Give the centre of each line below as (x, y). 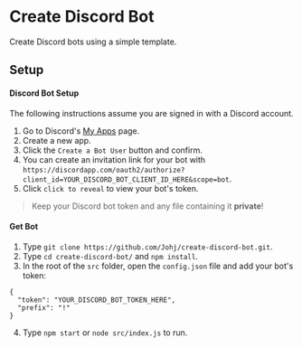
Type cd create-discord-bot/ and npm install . (110, 256)
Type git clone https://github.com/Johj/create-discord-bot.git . (147, 247)
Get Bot (24, 227)
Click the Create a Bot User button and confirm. (113, 150)
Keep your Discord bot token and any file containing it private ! (147, 206)
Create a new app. (57, 140)
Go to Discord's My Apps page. (81, 131)
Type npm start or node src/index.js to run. (105, 333)
